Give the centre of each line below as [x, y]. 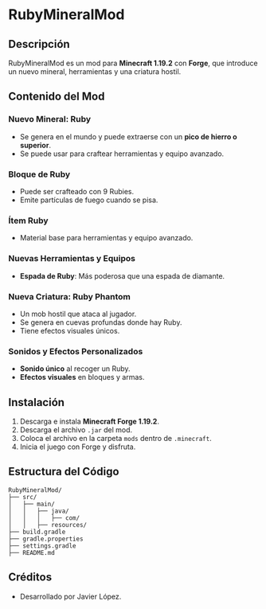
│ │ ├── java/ [39, 511]
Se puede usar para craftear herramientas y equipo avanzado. [122, 154]
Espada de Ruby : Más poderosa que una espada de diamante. [122, 275]
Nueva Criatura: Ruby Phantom [70, 296]
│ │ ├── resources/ [48, 525]
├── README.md [32, 552]
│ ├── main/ [32, 504]
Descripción [39, 44]
